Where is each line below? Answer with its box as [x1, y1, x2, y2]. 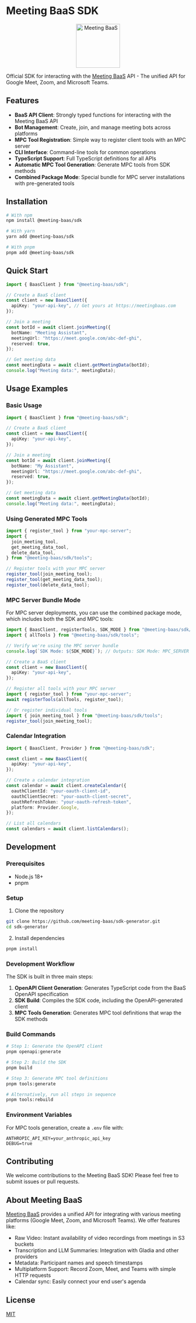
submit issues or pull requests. [6, 1178, 80, 1185]
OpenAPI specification [14, 990, 69, 997]
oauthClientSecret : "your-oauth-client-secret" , [11, 794, 132, 799]
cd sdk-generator [6, 924, 48, 929]
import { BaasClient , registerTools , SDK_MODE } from [6, 627, 140, 633]
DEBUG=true [6, 1140, 33, 1146]
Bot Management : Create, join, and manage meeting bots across [14, 124, 171, 131]
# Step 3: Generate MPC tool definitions [6, 1075, 108, 1081]
